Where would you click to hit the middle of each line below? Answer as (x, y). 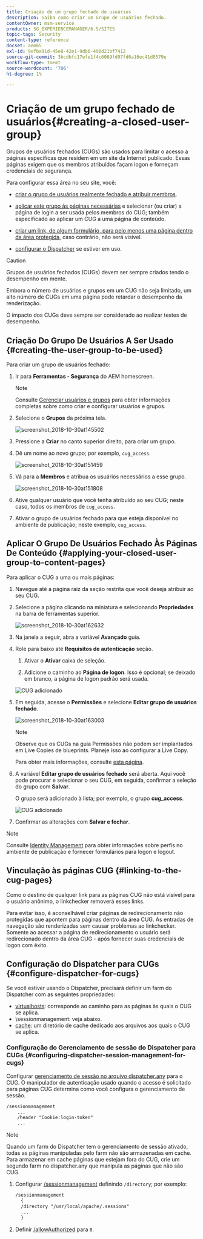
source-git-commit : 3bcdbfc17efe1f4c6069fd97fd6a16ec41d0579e (86, 57)
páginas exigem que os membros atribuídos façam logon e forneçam (92, 165)
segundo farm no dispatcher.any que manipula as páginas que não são (95, 1166)
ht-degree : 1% (24, 74)
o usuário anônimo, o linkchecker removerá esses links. (76, 901)
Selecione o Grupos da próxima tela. (61, 418)
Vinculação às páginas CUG (60, 871)
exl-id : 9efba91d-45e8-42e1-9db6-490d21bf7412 (66, 51)
